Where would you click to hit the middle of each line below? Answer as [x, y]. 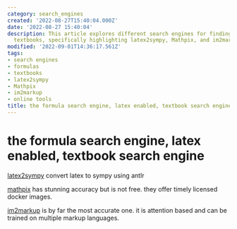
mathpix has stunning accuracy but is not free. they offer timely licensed [113, 189]
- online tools [30, 100]
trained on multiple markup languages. [63, 218]
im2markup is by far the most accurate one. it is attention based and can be [117, 210]
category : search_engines [45, 14]
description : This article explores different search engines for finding [120, 34]
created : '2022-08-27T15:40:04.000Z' [63, 20]
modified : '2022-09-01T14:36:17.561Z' [64, 47]
